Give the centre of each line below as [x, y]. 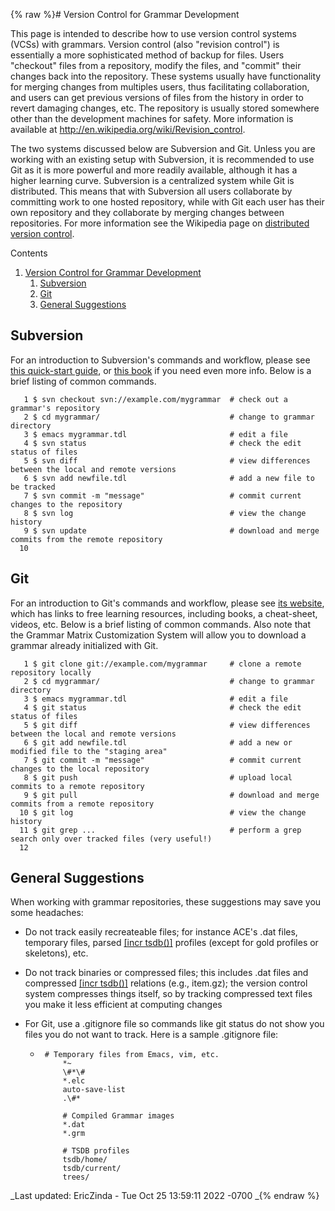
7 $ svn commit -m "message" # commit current [162, 495]
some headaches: [47, 913]
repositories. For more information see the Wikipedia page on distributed [160, 223]
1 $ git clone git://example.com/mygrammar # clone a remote [162, 664]
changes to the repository [66, 504]
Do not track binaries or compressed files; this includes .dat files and [166, 973]
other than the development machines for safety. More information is [152, 118]
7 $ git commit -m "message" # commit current [162, 760]
